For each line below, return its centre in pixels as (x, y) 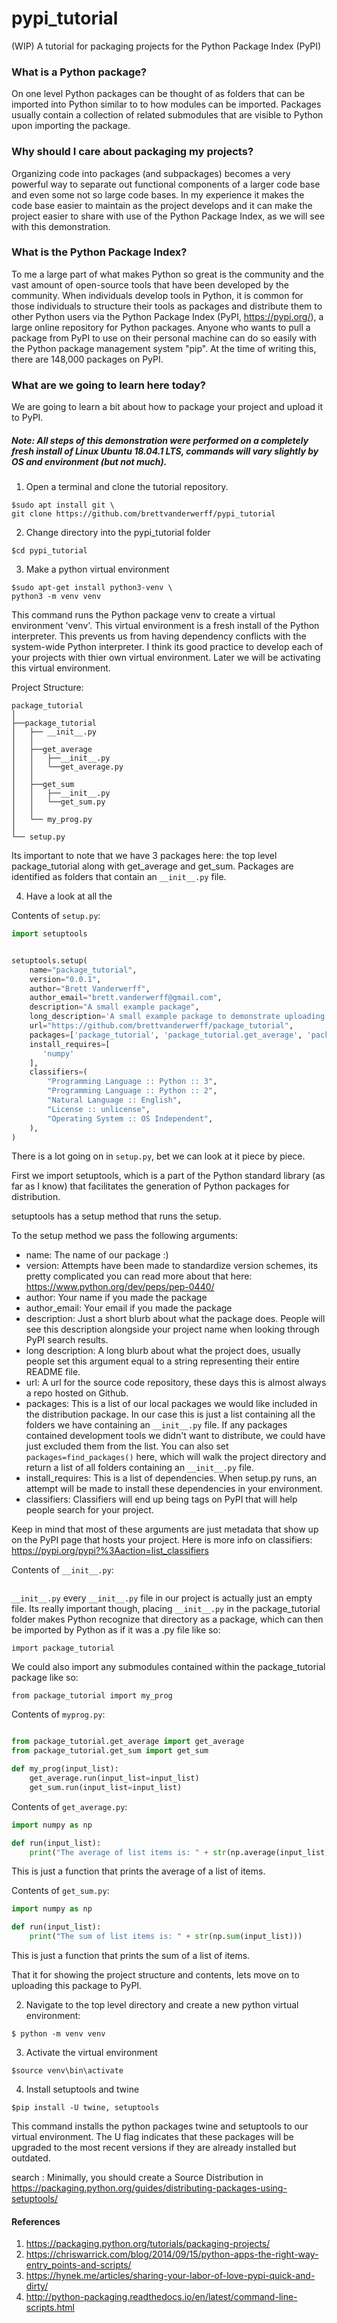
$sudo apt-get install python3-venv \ (92, 588)
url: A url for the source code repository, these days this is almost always (176, 1383)
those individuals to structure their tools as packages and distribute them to (167, 306)
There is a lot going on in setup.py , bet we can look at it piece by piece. (158, 1156)
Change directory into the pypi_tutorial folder (118, 533)
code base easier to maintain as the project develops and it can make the (162, 205)
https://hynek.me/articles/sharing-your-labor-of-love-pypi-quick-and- (170, 2276)
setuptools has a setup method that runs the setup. (116, 1216)
